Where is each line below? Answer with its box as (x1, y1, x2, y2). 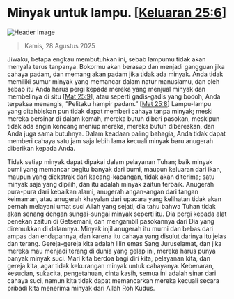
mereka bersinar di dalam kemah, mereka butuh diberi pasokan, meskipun (7, 114, 220, 123)
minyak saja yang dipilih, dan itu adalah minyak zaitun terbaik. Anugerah (7, 180, 214, 188)
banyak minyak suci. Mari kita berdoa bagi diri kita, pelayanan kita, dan (7, 254, 211, 263)
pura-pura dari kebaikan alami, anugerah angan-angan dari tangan (7, 187, 198, 196)
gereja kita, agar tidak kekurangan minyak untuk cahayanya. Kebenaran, (7, 261, 214, 270)
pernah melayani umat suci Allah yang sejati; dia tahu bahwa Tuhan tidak (7, 202, 216, 210)
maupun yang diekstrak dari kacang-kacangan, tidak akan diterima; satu (7, 173, 215, 181)
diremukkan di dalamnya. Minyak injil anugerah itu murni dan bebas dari (7, 224, 214, 233)
